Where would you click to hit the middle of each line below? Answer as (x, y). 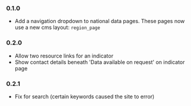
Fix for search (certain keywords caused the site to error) (85, 97)
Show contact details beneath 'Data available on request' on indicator (100, 62)
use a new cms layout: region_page (58, 27)
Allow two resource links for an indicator (64, 56)
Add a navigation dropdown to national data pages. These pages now (100, 21)
